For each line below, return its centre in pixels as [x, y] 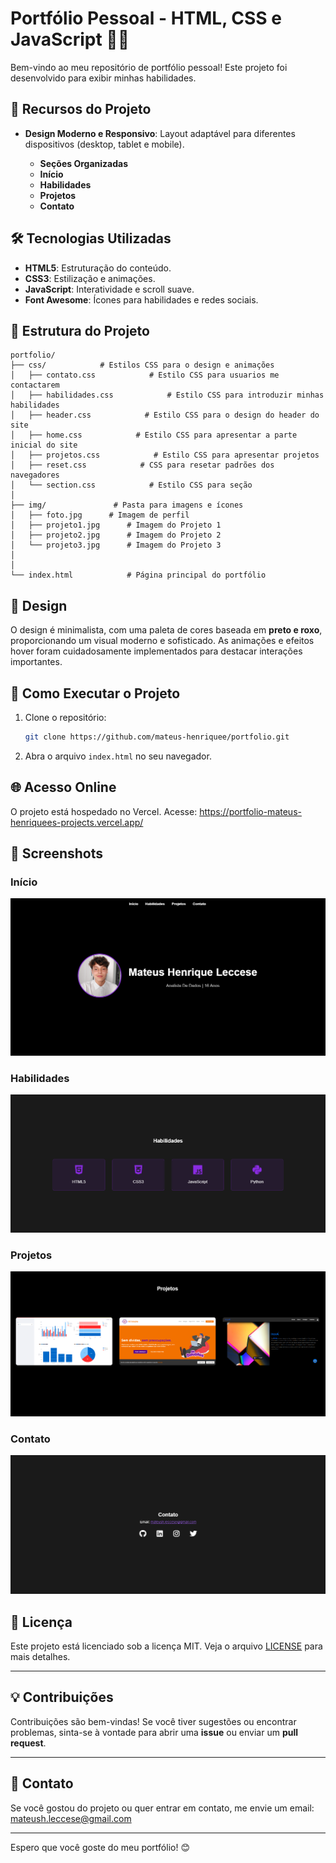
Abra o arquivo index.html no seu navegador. [118, 756]
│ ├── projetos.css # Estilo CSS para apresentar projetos [165, 455]
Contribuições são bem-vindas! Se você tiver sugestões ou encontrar [153, 1721]
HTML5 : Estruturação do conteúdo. [98, 268]
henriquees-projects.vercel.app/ [77, 822]
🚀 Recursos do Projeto [81, 109]
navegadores [35, 475]
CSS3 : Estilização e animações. [90, 278]
